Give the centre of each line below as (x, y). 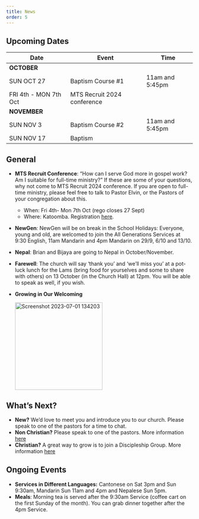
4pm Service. (31, 509)
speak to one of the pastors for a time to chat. (70, 426)
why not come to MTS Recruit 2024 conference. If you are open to (96, 186)
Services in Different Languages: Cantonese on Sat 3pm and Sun (95, 484)
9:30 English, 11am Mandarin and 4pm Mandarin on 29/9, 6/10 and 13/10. (103, 241)
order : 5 (17, 17)
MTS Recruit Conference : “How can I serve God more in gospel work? (101, 174)
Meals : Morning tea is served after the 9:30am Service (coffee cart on (100, 496)
